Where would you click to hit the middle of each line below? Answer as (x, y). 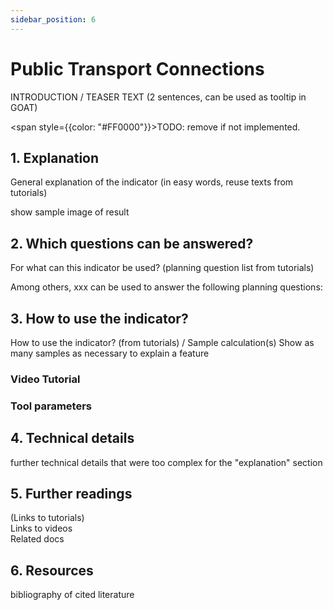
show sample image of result (70, 212)
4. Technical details (72, 438)
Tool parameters (51, 406)
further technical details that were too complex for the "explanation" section (166, 462)
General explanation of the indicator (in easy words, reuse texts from (152, 182)
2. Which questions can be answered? (132, 243)
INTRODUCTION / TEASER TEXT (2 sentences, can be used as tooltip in (158, 97)
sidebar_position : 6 (53, 19)
